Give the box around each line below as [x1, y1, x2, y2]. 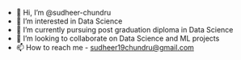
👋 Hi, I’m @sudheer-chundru [15, 8, 112, 17]
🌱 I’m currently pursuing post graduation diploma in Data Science [15, 25, 234, 34]
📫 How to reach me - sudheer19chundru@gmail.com [15, 43, 194, 52]
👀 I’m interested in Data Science [15, 16, 123, 26]
